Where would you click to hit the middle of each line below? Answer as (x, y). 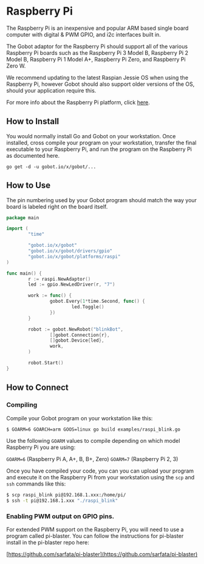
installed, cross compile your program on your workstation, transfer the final (101, 143)
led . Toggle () (88, 307)
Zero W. (16, 66)
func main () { (24, 273)
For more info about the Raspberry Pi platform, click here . (78, 102)
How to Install (33, 122)
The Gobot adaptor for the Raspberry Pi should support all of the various (97, 46)
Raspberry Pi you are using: (41, 447)
